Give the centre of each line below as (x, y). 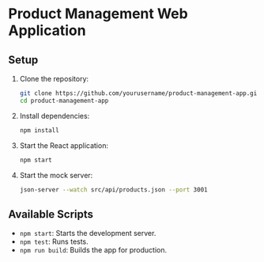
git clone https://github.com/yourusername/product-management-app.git (140, 93)
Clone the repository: (54, 79)
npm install (39, 130)
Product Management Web (98, 14)
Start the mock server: (56, 175)
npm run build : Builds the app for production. (93, 250)
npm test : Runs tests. (54, 241)
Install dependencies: (55, 116)
